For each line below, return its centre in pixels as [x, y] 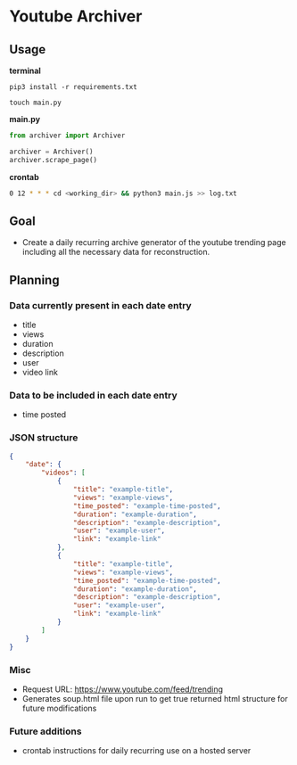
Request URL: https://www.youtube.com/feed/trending [123, 689]
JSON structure [44, 438]
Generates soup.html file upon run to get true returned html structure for [155, 698]
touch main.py [36, 103]
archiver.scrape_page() [54, 160]
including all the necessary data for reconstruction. [116, 252]
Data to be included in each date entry [94, 395]
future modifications [59, 708]
